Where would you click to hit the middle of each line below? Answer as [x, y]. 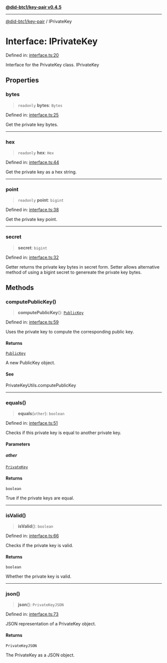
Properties [22, 81]
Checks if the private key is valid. [39, 545]
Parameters [18, 444]
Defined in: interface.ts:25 [32, 115]
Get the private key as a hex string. [41, 172]
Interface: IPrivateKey [52, 41]
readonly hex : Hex [36, 153]
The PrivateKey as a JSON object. [40, 655]
